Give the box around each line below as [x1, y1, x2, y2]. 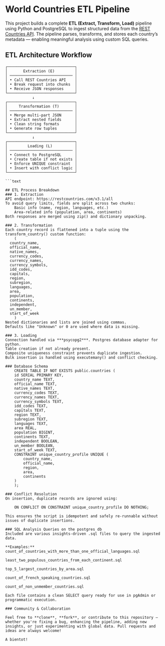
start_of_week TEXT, [14, 447, 57, 453]
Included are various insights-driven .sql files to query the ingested [5, 531, 160, 536]
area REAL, [14, 425, 37, 430]
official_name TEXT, [14, 381, 57, 386]
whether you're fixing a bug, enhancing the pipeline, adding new [5, 619, 147, 624]
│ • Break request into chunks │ [5, 82, 78, 87]
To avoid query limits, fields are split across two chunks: [5, 200, 136, 206]
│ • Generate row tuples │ [5, 126, 78, 131]
